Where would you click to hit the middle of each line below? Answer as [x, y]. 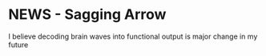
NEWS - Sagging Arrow [87, 15]
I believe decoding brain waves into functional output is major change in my [133, 36]
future [18, 44]
